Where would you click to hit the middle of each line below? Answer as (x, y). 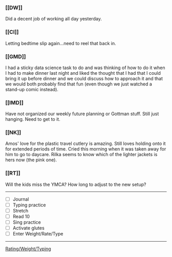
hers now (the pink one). (31, 160)
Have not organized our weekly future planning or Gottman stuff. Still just (82, 114)
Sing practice (27, 222)
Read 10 (21, 216)
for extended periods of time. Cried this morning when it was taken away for (86, 149)
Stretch (20, 210)
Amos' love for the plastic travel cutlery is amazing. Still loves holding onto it (85, 144)
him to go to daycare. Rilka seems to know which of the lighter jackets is (81, 155)
